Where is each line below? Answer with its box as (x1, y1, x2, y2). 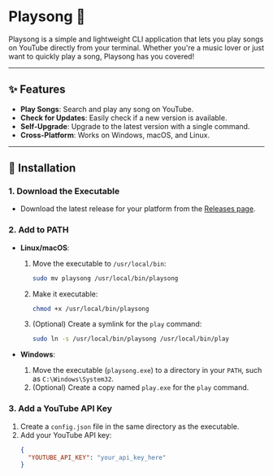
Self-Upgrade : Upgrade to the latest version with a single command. (19, 121, 250, 131)
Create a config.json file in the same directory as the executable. (19, 422, 240, 431)
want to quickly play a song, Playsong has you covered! (8, 51, 195, 61)
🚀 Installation (8, 162, 76, 175)
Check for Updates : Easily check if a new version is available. (19, 113, 227, 123)
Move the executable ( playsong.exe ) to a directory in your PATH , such (32, 366, 262, 375)
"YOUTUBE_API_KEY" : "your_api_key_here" (28, 453, 167, 461)
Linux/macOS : (19, 243, 70, 253)
